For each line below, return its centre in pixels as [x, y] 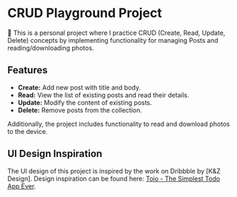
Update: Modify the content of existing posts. [85, 102]
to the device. [27, 131]
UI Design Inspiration [55, 154]
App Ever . [22, 186]
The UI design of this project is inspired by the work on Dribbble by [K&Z [114, 171]
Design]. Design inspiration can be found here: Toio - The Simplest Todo [114, 179]
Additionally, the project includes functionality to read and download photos [119, 124]
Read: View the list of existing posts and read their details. [103, 95]
